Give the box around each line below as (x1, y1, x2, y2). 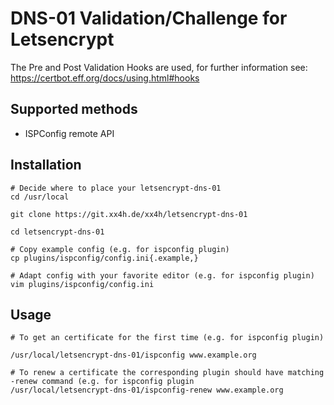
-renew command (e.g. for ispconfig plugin (10, 377, 195, 387)
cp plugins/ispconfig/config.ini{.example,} (10, 253, 199, 263)
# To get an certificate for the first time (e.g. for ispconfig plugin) (10, 333, 325, 343)
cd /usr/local (10, 192, 70, 202)
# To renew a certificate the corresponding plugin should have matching (10, 368, 325, 378)
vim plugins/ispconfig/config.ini (10, 279, 155, 289)
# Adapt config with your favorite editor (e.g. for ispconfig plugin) (10, 270, 315, 281)
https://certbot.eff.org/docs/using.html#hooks (10, 72, 200, 84)
